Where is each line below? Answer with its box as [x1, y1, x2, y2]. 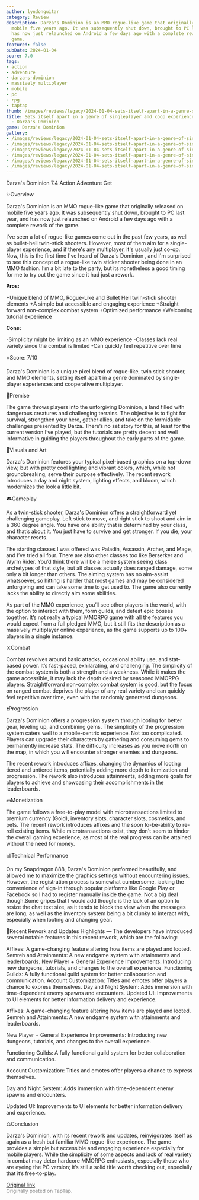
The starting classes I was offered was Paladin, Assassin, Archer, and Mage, [6, 545, 192, 553]
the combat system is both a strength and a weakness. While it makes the [6, 668, 186, 675]
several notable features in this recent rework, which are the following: [6, 934, 178, 941]
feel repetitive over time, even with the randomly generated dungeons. [6, 694, 178, 701]
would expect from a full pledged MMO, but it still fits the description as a [6, 620, 185, 627]
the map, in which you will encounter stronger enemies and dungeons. [6, 748, 178, 755]
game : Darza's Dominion [6, 125, 65, 131]
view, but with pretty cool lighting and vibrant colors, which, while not [6, 464, 176, 472]
